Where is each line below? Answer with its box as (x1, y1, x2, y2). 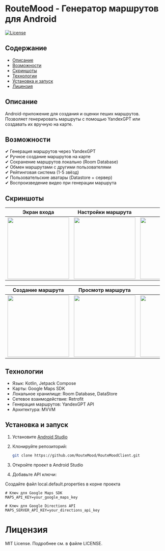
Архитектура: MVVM (12, 407, 55, 412)
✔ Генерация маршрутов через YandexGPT (5, 148, 96, 154)
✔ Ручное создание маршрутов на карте (5, 154, 91, 160)
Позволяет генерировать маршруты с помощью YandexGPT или (5, 116, 140, 122)
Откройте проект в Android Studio (12, 462, 83, 468)
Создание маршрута (12, 287, 64, 294)
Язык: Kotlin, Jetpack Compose (12, 380, 76, 386)
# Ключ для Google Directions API (5, 503, 76, 508)
